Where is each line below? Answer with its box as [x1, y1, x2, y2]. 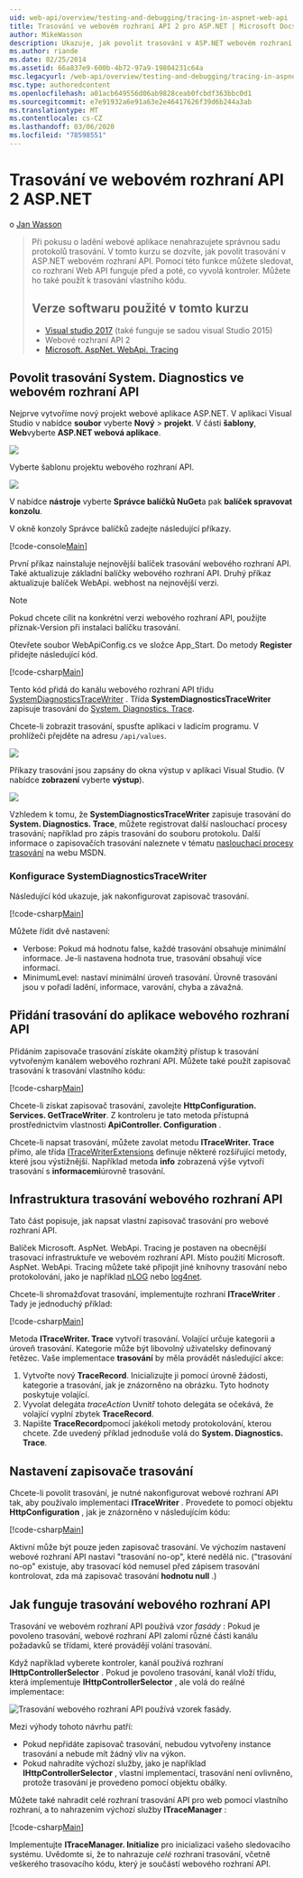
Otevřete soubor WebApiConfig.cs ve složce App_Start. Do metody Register [9, 640, 293, 650]
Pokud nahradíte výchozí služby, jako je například [22, 1758, 207, 1769]
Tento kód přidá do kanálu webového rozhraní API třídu [9, 684, 215, 696]
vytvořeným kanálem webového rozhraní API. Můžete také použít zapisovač [9, 1055, 291, 1066]
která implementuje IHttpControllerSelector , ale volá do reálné [9, 1677, 245, 1687]
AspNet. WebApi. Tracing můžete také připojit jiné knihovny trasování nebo [9, 1262, 288, 1273]
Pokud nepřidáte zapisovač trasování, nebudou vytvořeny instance [22, 1738, 271, 1749]
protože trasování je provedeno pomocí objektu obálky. [22, 1777, 228, 1788]
